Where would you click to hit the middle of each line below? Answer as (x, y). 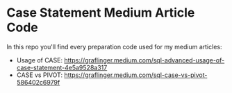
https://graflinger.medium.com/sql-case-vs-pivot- (136, 75)
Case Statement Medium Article (101, 13)
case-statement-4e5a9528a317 (62, 67)
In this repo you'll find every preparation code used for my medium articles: (114, 46)
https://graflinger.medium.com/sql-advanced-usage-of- (144, 60)
